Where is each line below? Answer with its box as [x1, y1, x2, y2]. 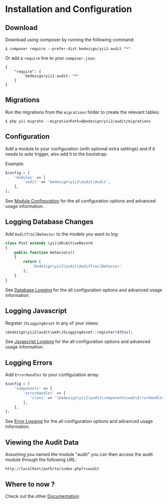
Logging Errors [5, 358, 52, 367]
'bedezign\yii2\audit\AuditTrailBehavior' [31, 264, 122, 269]
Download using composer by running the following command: [5, 36, 135, 42]
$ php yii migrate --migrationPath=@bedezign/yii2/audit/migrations [5, 118, 151, 123]
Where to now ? [5, 480, 55, 488]
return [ [23, 259, 41, 264]
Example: [5, 160, 24, 166]
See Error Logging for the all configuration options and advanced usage [5, 418, 153, 424]
